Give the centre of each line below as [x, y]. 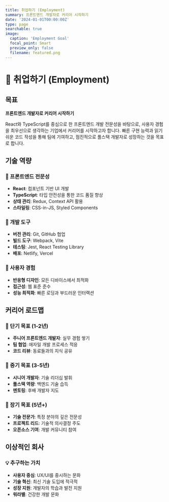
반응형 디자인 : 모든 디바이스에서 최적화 [51, 280]
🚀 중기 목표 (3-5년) [27, 365]
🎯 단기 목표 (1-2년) [27, 326]
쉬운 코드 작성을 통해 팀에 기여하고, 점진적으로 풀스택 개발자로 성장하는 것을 [80, 137]
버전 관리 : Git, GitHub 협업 [39, 234]
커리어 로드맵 [25, 310]
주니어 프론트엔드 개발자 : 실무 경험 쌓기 [51, 338]
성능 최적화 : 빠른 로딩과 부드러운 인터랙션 [53, 293]
